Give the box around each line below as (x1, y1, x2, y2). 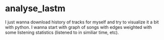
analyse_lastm (5, 3, 66, 14)
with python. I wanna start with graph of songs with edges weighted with (5, 24, 152, 30)
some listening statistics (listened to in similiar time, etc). (5, 29, 119, 35)
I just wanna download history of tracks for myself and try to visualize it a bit (5, 19, 159, 25)
